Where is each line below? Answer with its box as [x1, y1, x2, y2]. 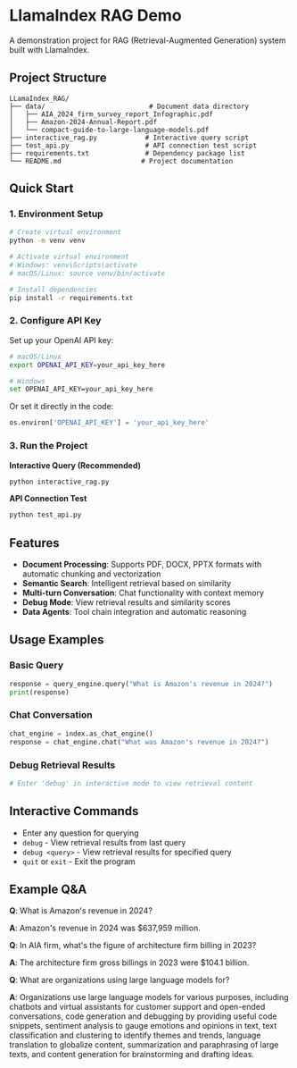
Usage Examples [9, 632, 104, 648]
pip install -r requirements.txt [9, 293, 134, 302]
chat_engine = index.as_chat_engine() [9, 729, 153, 738]
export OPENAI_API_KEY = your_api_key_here [9, 360, 166, 369]
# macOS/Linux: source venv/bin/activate [9, 269, 166, 278]
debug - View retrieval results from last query [21, 837, 186, 847]
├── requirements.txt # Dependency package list [9, 148, 245, 157]
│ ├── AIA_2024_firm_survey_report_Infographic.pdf [9, 109, 214, 119]
